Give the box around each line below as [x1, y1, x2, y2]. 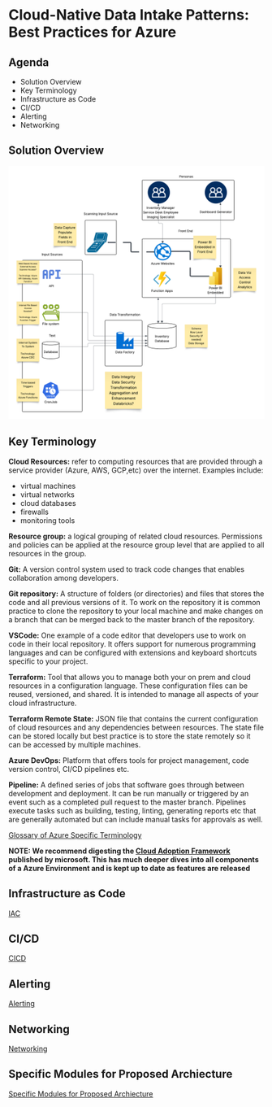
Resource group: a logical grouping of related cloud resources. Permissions [8, 531, 263, 541]
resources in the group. [8, 548, 87, 558]
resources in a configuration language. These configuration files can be [8, 681, 248, 691]
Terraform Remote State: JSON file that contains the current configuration [8, 713, 258, 723]
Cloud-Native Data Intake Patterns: [8, 6, 250, 24]
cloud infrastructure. [8, 698, 77, 708]
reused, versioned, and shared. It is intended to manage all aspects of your [8, 689, 259, 699]
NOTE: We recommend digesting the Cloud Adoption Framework [8, 846, 231, 856]
